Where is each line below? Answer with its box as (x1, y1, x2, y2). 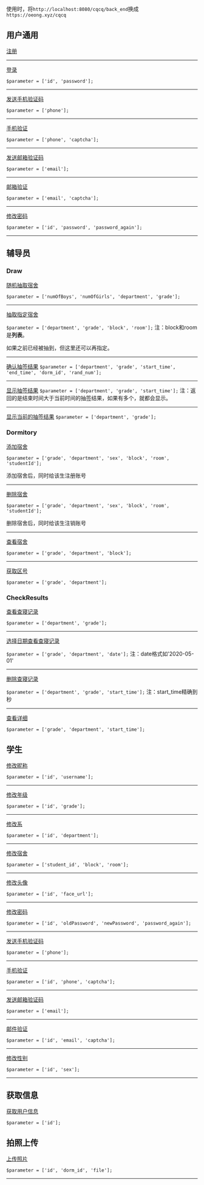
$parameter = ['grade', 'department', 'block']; (6, 550, 132, 556)
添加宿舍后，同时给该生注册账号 (6, 472, 86, 479)
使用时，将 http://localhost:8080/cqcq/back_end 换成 (6, 5, 139, 12)
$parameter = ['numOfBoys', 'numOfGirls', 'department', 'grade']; (6, 294, 181, 300)
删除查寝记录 (6, 675, 38, 683)
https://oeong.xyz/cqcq (6, 12, 67, 18)
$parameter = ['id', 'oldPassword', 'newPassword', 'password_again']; (6, 920, 191, 926)
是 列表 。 (6, 331, 28, 339)
